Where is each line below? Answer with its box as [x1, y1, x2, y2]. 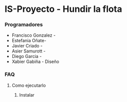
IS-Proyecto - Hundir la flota [4, 3, 122, 15]
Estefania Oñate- [11, 38, 46, 44]
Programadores [4, 21, 43, 28]
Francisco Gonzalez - [11, 32, 56, 38]
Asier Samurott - [11, 48, 45, 54]
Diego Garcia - [11, 53, 42, 59]
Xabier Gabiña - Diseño [11, 58, 60, 65]
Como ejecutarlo [11, 82, 46, 88]
